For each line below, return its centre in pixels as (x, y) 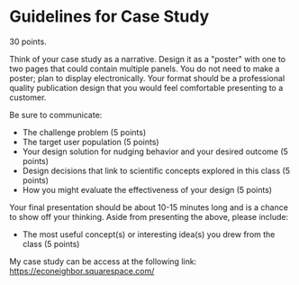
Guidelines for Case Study (109, 17)
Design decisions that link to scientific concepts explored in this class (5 (156, 170)
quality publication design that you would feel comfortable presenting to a (146, 87)
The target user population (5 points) (91, 142)
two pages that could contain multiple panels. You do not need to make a (145, 69)
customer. (28, 97)
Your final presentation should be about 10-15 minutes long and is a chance (149, 207)
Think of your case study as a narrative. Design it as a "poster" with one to (148, 59)
